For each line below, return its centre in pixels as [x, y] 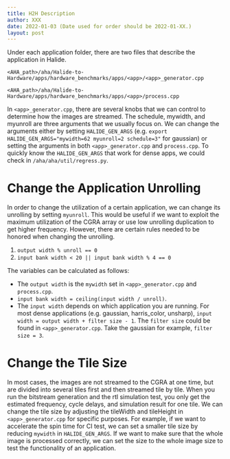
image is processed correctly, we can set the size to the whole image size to [115, 441]
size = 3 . [31, 336]
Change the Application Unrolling [104, 188]
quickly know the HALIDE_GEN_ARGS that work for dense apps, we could [106, 153]
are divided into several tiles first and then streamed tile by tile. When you [111, 389]
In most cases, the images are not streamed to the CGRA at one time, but [111, 382]
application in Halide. [37, 60]
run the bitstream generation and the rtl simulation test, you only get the [109, 397]
